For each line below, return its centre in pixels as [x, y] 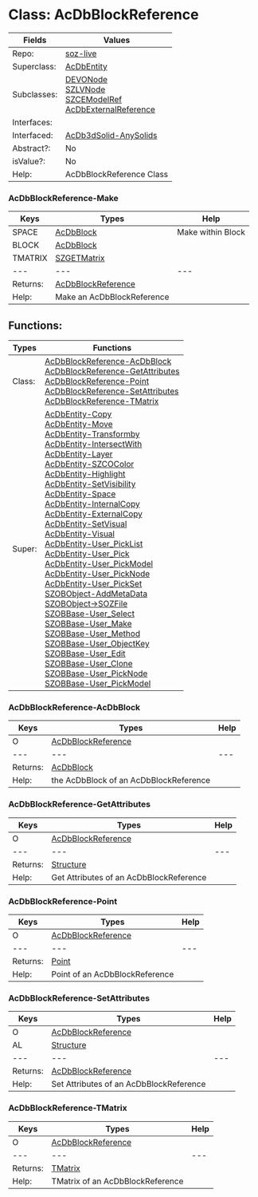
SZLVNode [85, 89]
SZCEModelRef [93, 99]
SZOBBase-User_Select [90, 614]
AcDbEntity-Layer [79, 454]
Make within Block [211, 232]
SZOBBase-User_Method [93, 634]
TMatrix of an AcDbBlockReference [117, 1181]
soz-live [81, 53]
